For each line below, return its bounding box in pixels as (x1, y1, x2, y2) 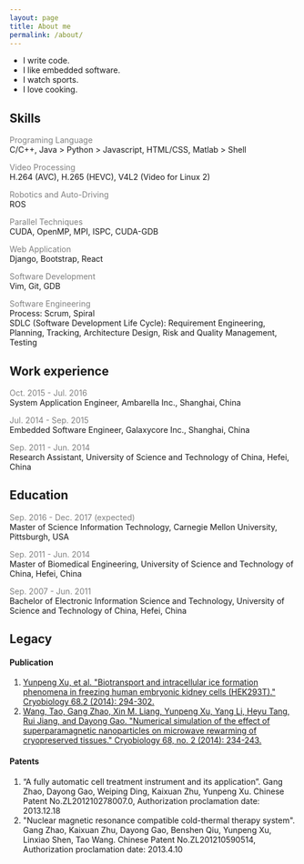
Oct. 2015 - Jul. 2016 (9, 387, 88, 398)
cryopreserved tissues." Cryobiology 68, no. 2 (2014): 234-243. (22, 735, 262, 746)
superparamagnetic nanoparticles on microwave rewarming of (22, 725, 258, 737)
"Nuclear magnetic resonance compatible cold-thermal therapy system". (22, 815, 296, 826)
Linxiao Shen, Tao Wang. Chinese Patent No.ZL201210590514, (22, 834, 257, 845)
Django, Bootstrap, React (9, 254, 104, 265)
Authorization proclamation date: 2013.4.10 (22, 843, 184, 855)
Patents (9, 756, 39, 767)
